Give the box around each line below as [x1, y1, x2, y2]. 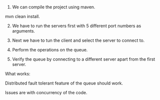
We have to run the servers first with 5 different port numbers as [12, 23, 142, 29]
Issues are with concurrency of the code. [5, 90, 88, 95]
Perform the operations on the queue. [12, 47, 88, 52]
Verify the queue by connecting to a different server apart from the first [12, 56, 156, 62]
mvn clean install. [5, 14, 40, 19]
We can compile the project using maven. [12, 4, 96, 10]
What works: [5, 71, 31, 77]
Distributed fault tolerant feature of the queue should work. [5, 80, 123, 86]
